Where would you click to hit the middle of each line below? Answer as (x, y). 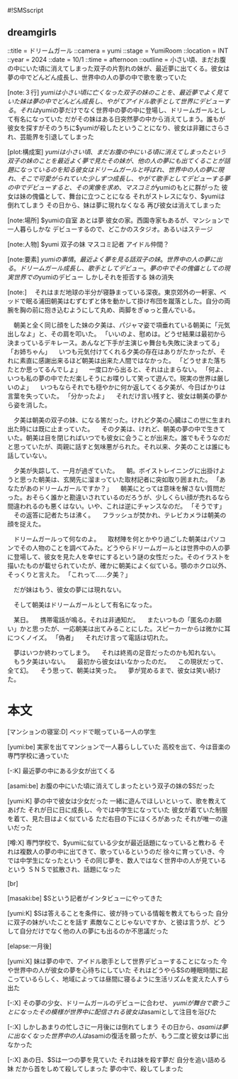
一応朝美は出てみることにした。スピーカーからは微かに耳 (147, 629)
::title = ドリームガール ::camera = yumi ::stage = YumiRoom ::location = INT (118, 50)
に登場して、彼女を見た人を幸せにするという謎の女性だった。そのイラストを (119, 556)
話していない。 (29, 455)
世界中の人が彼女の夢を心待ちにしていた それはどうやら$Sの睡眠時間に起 (120, 970)
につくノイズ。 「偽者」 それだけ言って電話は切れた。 (90, 637)
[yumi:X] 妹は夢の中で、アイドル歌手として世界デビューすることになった (113, 961)
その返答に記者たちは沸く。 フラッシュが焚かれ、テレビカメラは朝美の (120, 515)
